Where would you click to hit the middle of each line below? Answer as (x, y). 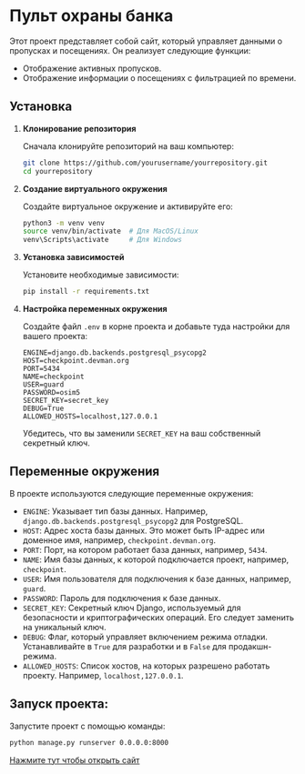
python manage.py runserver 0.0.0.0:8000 (89, 742)
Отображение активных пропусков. (92, 68)
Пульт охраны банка (91, 16)
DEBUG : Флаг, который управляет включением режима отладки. (145, 637)
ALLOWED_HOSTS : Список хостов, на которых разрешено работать (146, 666)
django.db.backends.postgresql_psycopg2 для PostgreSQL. (133, 520)
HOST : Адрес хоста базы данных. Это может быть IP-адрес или (144, 530)
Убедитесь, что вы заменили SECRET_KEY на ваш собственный (142, 433)
